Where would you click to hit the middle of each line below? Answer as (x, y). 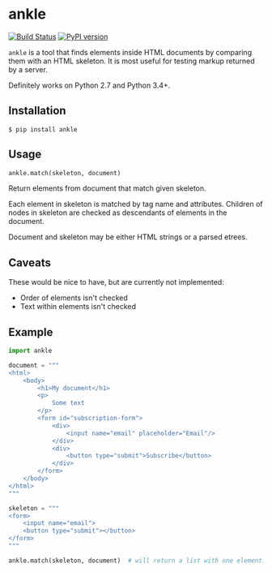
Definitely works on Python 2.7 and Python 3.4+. (89, 85)
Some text (68, 403)
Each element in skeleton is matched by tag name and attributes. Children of (136, 204)
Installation (37, 111)
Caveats (30, 262)
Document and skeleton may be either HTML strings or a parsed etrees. (128, 237)
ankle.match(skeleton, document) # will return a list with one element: (137, 561)
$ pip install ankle (43, 129)
